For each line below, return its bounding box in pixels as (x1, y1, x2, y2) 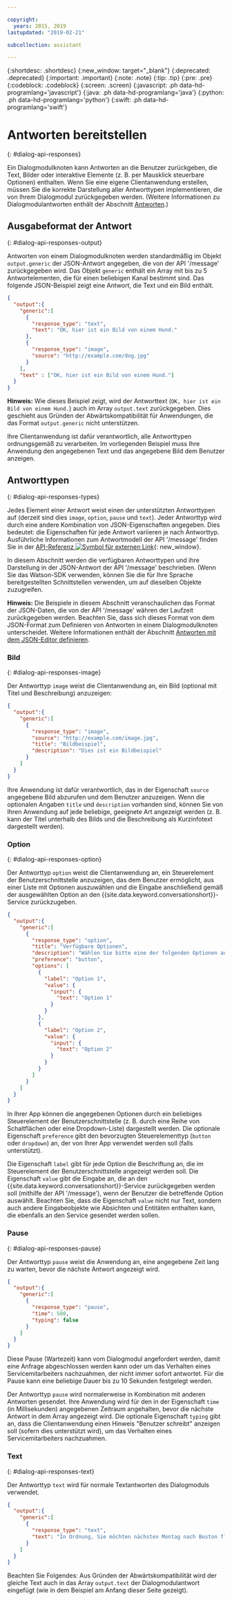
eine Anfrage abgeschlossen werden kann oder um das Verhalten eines (7, 1362, 211, 1370)
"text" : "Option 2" (56, 1046, 113, 1053)
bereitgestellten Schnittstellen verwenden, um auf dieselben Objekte (7, 578, 202, 586)
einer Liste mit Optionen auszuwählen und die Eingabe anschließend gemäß (7, 883, 223, 891)
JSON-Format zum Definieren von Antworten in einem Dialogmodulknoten (7, 621, 218, 629)
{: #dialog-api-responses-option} (7, 855, 102, 864)
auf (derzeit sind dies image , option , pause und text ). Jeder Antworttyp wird (7, 513, 222, 521)
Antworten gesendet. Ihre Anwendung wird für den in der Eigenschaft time (7, 1397, 220, 1406)
